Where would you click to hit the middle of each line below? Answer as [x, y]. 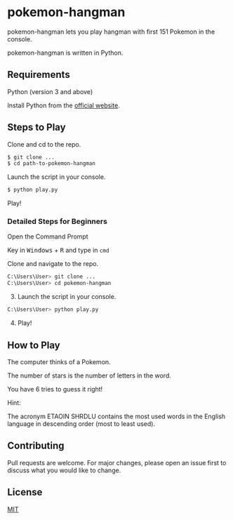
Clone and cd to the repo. [44, 144]
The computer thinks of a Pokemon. [59, 361]
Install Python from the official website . [64, 105]
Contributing [36, 446]
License [25, 492]
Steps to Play [36, 127]
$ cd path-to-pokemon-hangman [52, 164]
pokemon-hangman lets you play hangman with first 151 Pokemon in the [111, 32]
